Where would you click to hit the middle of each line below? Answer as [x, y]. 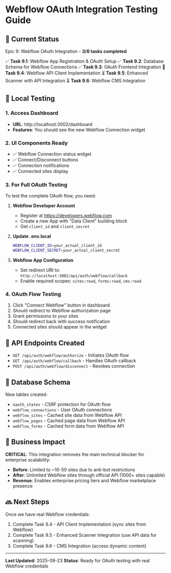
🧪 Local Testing [30, 99]
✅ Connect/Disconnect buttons [45, 160]
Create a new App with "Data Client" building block [74, 221]
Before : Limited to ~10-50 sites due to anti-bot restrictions [74, 469]
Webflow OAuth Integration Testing [81, 9]
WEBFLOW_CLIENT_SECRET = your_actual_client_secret [66, 251]
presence [23, 486]
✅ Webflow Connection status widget [52, 154]
